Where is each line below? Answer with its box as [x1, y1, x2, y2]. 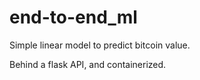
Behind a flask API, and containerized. [9, 58, 167, 70]
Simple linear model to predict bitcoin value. [9, 39, 191, 51]
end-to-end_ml [9, 6, 138, 29]
